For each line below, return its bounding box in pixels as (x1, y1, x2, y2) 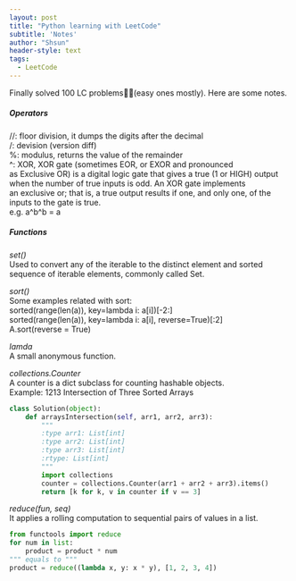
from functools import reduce (9, 530, 122, 539)
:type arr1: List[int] (41, 429, 126, 438)
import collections (41, 470, 114, 479)
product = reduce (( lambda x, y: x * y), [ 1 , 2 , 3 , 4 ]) (9, 563, 218, 572)
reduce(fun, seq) (9, 503, 71, 514)
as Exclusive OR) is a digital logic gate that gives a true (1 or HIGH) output (9, 168, 279, 179)
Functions (9, 227, 47, 238)
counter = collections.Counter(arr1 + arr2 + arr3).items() (41, 479, 269, 488)
